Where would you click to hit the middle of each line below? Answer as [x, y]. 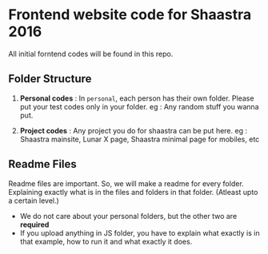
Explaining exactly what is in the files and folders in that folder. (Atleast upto [133, 192]
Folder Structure [50, 79]
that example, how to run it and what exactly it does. [106, 241]
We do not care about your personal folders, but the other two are [128, 216]
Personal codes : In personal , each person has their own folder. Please [137, 98]
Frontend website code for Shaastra [130, 15]
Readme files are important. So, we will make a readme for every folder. [126, 183]
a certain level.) [34, 200]
